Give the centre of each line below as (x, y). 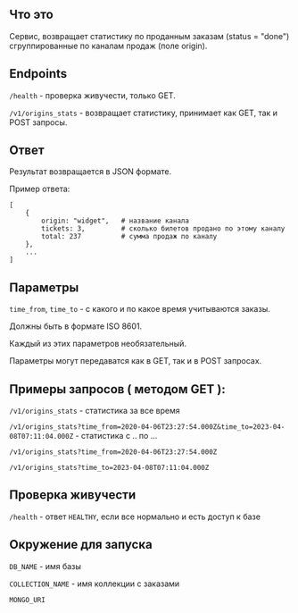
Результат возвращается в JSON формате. (91, 172)
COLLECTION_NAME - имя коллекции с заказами (95, 584)
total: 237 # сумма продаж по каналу (129, 237)
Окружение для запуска (81, 545)
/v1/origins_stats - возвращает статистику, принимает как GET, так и (144, 113)
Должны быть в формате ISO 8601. (76, 326)
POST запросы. (38, 122)
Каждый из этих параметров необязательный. (98, 344)
